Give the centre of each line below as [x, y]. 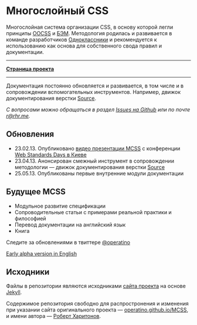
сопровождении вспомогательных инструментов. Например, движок [94, 92]
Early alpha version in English [42, 253]
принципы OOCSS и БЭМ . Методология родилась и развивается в [89, 33]
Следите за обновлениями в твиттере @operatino [68, 242]
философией [30, 218]
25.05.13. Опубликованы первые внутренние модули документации [99, 173]
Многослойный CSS [57, 11]
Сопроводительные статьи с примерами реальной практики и [93, 212]
